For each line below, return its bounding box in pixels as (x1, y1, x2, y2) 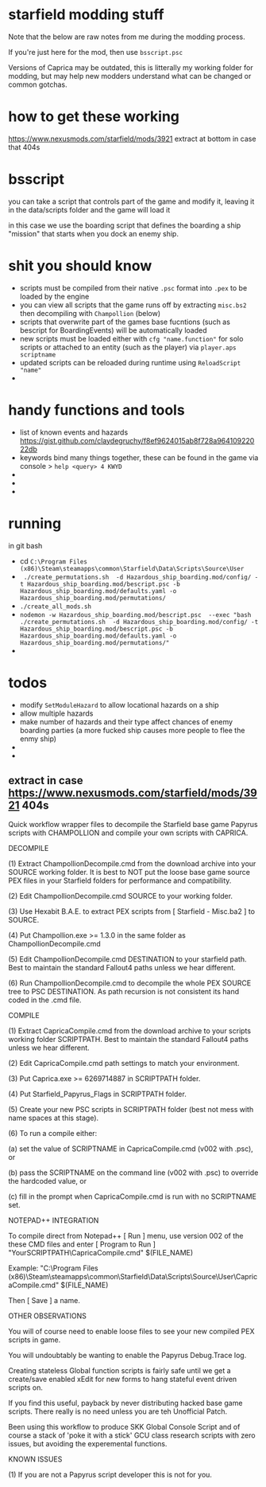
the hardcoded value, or (8, 1177, 87, 1186)
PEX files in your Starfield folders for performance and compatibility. (8, 876, 232, 885)
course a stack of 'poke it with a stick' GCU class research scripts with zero (8, 1430, 256, 1440)
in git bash (8, 541, 43, 550)
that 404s (8, 142, 40, 152)
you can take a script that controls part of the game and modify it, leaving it (8, 197, 255, 206)
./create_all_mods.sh (19, 603, 91, 611)
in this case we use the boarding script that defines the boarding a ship (8, 221, 241, 230)
